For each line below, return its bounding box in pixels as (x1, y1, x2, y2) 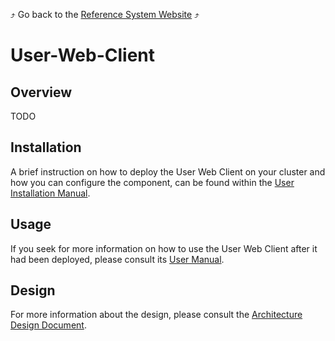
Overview (10, 84, 73, 101)
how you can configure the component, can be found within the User (10, 176, 295, 188)
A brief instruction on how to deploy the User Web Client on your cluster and (10, 165, 326, 178)
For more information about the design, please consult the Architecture (10, 309, 303, 321)
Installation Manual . (10, 187, 91, 199)
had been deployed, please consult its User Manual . (10, 253, 225, 265)
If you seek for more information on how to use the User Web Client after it (10, 242, 318, 254)
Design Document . (10, 319, 87, 331)
